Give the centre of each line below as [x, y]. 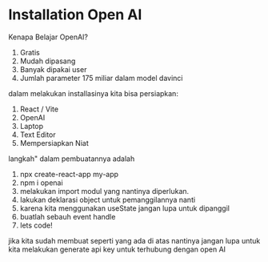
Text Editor [38, 135]
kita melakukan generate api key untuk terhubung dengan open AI [117, 249]
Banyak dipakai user [53, 69]
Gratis [30, 52]
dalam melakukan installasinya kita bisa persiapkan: [93, 93]
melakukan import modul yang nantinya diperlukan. [104, 191]
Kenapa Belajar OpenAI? [48, 37]
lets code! [36, 225]
